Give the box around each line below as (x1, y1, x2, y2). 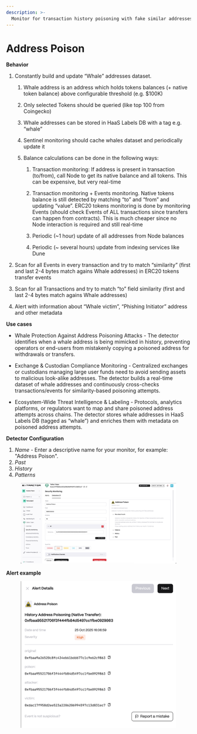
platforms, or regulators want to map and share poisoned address (14, 405, 174, 412)
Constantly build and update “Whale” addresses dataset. (14, 72, 152, 79)
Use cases (6, 321, 32, 328)
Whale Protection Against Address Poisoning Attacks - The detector (14, 332, 179, 339)
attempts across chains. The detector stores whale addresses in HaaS (14, 411, 184, 418)
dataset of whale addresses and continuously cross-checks (14, 381, 159, 388)
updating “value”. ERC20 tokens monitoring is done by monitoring (32, 202, 191, 209)
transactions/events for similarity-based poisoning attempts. (14, 387, 161, 394)
